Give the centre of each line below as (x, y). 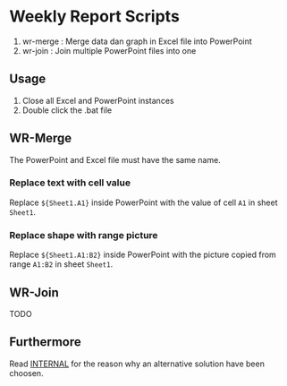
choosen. (26, 373)
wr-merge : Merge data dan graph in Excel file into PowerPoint (137, 41)
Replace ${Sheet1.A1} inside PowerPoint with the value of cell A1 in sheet (144, 202)
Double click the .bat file (67, 110)
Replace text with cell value (70, 183)
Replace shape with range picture (84, 235)
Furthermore (46, 342)
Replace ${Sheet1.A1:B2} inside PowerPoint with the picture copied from (143, 255)
